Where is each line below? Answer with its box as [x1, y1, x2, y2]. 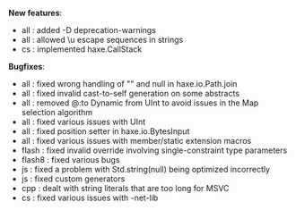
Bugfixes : [8, 62, 46, 71]
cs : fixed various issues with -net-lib [21, 192, 159, 203]
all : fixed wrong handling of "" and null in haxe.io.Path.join [21, 79, 238, 88]
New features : [8, 8, 63, 18]
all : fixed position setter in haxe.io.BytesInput [21, 126, 190, 137]
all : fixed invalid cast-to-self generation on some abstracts [21, 88, 239, 98]
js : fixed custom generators [21, 173, 126, 184]
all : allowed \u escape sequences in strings [21, 35, 184, 45]
